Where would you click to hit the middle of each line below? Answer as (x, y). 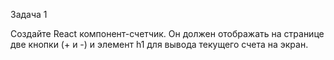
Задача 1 (29, 14)
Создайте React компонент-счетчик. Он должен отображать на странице (167, 33)
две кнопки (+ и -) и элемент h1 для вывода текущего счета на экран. (159, 44)
